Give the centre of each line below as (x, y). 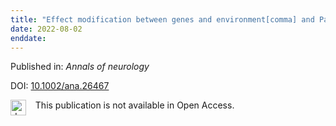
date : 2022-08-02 (46, 29)
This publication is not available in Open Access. (134, 105)
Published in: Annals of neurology (80, 67)
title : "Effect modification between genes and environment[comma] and (162, 19)
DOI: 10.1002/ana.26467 (60, 86)
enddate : (28, 38)
